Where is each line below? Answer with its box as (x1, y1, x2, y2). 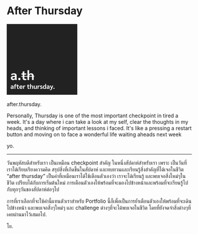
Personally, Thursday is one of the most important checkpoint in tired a (6, 112, 179, 119)
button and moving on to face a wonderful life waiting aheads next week (6, 131, 182, 138)
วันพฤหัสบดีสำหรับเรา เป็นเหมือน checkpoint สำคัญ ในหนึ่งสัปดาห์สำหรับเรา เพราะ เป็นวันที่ (6, 159, 187, 166)
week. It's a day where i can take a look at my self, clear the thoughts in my (6, 118, 189, 125)
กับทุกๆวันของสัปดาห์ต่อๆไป (6, 186, 59, 193)
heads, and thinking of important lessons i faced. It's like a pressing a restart (6, 124, 192, 131)
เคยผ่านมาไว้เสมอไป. (6, 210, 47, 217)
